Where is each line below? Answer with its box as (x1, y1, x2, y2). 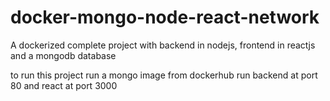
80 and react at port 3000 (10, 79, 118, 91)
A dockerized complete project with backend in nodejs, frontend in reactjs (10, 39, 316, 51)
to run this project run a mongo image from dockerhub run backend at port (10, 69, 318, 81)
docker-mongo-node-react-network (10, 6, 320, 29)
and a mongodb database (10, 49, 117, 61)
